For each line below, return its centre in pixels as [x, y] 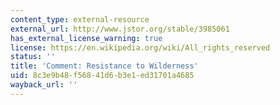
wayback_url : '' [44, 85]
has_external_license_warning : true [86, 38]
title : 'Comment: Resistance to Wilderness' [104, 66]
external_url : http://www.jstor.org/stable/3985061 [120, 29]
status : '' [33, 57]
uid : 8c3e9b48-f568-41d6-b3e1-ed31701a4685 [102, 76]
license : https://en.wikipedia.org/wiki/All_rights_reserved [140, 47]
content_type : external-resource [80, 19]
